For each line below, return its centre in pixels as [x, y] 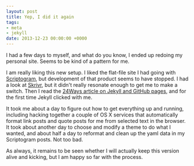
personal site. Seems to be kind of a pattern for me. [68, 61]
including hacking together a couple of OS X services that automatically [92, 115]
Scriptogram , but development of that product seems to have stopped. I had [97, 79]
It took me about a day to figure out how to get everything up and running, [95, 109]
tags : [13, 22]
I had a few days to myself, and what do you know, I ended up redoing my [94, 55]
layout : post [22, 11]
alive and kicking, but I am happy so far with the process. [75, 157]
